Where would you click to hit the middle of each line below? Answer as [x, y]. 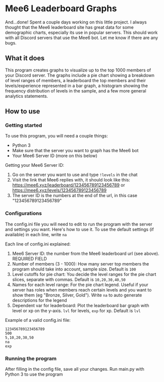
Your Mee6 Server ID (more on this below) [55, 156]
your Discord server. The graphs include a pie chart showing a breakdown [80, 75]
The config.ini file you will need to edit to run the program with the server [79, 224]
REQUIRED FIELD [30, 258]
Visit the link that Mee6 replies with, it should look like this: [71, 180]
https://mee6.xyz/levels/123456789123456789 [59, 190]
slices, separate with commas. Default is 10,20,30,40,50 [69, 279]
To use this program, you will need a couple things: [57, 136]
